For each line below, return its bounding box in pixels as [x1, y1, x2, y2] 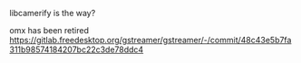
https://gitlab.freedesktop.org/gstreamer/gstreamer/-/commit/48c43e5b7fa [9, 35, 292, 45]
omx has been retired [9, 25, 89, 35]
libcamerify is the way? [9, 8, 96, 18]
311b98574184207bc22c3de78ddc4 [9, 44, 144, 55]
